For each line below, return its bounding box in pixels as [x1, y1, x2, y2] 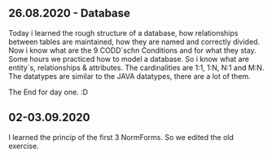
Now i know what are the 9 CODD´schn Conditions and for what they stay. [8, 45, 257, 55]
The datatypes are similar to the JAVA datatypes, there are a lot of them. [8, 71, 251, 81]
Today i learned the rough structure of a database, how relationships [8, 28, 239, 37]
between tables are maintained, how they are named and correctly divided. [8, 37, 261, 46]
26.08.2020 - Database [8, 7, 130, 20]
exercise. [8, 141, 39, 150]
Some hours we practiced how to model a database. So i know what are [8, 54, 250, 63]
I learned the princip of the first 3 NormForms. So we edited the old [8, 132, 235, 142]
